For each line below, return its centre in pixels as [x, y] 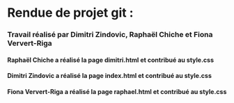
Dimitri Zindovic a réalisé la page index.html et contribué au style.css [110, 76]
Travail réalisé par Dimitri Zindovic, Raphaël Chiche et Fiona [110, 35]
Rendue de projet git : [70, 13]
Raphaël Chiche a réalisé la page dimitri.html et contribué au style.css [111, 60]
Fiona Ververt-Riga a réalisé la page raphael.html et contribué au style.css [117, 91]
